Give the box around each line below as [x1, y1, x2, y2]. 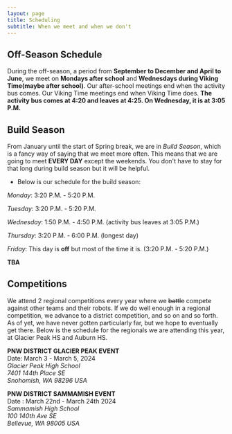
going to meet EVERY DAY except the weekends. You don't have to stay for [7, 157, 222, 165]
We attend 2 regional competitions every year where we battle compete [7, 296, 212, 305]
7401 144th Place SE [7, 368, 66, 377]
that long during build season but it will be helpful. [7, 164, 150, 172]
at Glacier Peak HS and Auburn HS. [7, 333, 108, 341]
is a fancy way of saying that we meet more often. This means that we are [7, 150, 218, 158]
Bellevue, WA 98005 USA [7, 419, 80, 427]
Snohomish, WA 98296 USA [7, 376, 88, 384]
